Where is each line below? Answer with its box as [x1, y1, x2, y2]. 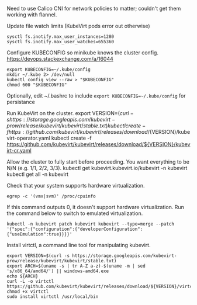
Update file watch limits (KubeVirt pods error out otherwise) [6, 23, 151, 29]
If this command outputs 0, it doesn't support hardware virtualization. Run [6, 204, 185, 210]
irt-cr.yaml [6, 147, 32, 154]
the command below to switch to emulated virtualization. [6, 210, 143, 217]
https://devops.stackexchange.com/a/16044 [6, 56, 113, 62]
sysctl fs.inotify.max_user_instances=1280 [6, 34, 115, 40]
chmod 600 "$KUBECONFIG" [6, 82, 67, 88]
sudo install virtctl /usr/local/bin [6, 294, 99, 300]
